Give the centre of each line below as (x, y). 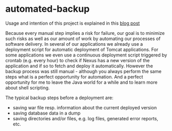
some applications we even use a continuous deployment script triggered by (86, 55)
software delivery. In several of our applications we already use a (74, 44)
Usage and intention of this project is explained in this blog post (73, 23)
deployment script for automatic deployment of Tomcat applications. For (82, 49)
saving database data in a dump (46, 113)
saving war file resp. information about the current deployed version (85, 107)
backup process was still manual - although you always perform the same (83, 71)
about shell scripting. (27, 87)
